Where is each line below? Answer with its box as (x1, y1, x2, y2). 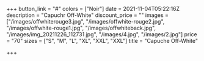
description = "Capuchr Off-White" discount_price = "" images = (6, 11, 169, 19)
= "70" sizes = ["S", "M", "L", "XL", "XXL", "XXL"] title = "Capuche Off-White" (6, 37, 199, 44)
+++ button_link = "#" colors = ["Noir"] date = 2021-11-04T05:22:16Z (6, 5, 180, 12)
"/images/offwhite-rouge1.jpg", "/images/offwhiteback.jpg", (6, 24, 156, 31)
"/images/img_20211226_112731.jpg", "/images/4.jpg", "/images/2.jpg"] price (6, 31, 197, 38)
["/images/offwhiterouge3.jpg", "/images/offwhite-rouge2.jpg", (6, 18, 165, 25)
